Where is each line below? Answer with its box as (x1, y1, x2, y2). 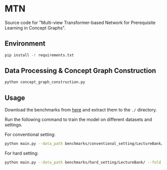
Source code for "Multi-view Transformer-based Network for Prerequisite (4, 19, 156, 25)
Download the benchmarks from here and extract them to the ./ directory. (4, 107, 158, 113)
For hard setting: (4, 150, 38, 156)
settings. (4, 122, 23, 128)
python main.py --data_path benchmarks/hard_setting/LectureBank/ (4, 160, 146, 165)
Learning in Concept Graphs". (4, 24, 66, 30)
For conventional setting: (4, 131, 56, 137)
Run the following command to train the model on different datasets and (4, 116, 153, 122)
